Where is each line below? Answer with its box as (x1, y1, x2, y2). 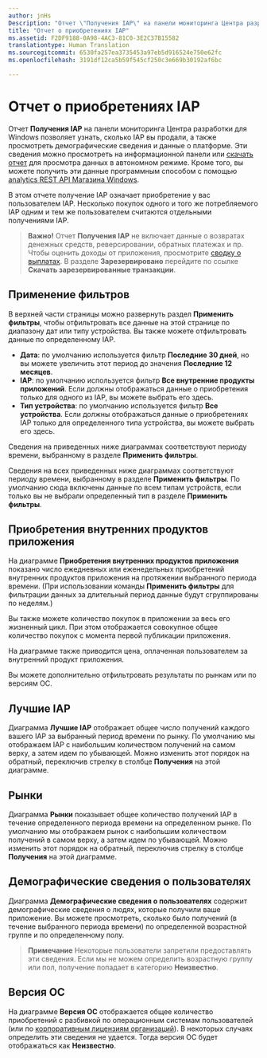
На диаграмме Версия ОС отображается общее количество (8, 1006, 214, 1017)
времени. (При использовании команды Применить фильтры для (8, 581, 234, 591)
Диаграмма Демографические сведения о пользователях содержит (8, 896, 248, 906)
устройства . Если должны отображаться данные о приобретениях (19, 409, 249, 419)
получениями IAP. (8, 215, 69, 225)
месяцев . (19, 367, 53, 376)
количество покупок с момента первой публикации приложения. (8, 631, 231, 640)
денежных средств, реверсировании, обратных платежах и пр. (27, 239, 244, 249)
